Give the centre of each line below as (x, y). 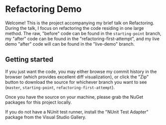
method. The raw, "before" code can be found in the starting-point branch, (83, 33)
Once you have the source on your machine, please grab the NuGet (74, 97)
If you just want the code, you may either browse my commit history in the (81, 71)
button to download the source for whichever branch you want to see (76, 82)
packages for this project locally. (39, 102)
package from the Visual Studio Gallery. (46, 117)
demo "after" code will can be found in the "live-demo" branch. (70, 44)
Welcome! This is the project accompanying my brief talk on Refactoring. (80, 23)
